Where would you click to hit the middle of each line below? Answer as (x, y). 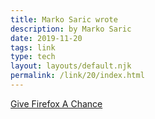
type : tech (33, 57)
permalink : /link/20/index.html (77, 76)
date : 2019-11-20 (46, 38)
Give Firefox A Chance (56, 103)
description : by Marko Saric (71, 29)
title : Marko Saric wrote (64, 19)
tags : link (33, 47)
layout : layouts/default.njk (71, 66)
